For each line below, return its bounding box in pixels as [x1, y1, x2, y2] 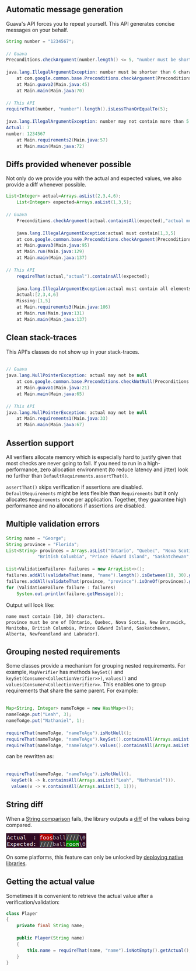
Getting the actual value [6, 877, 95, 887]
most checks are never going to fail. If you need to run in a [6, 460, 146, 467]
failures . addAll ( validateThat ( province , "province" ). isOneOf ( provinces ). [6, 578, 190, 584]
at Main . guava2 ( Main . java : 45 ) [16, 81, 90, 87]
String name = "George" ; [6, 535, 66, 541]
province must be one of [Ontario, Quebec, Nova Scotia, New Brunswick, [6, 619, 187, 625]
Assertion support [6, 438, 74, 448]
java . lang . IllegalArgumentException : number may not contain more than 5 [6, 119, 190, 125]
